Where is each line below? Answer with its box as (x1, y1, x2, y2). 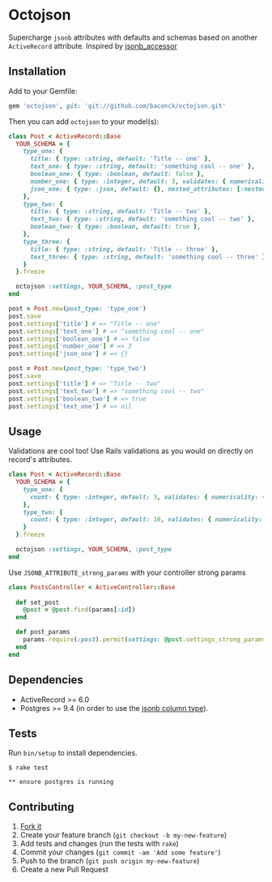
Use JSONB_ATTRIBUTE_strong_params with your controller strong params (8, 567, 246, 577)
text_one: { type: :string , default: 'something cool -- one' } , (29, 162, 255, 171)
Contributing (8, 800, 74, 814)
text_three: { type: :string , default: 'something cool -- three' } (29, 253, 266, 261)
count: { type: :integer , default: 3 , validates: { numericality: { (29, 493, 266, 501)
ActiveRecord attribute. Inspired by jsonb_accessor (8, 41, 178, 50)
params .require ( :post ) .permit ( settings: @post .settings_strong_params (23, 636, 266, 644)
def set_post (15, 598, 60, 606)
